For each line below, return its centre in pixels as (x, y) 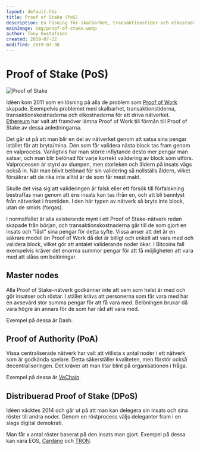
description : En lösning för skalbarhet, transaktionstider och (87, 23)
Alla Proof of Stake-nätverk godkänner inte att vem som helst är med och (96, 289)
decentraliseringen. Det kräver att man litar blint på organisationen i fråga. (97, 366)
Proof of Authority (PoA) (52, 339)
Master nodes (32, 276)
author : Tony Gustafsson (37, 34)
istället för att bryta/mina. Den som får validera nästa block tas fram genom (98, 145)
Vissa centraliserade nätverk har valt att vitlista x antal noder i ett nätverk (96, 353)
